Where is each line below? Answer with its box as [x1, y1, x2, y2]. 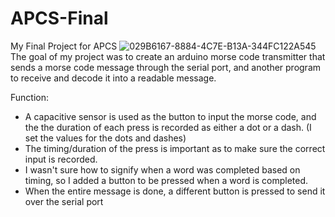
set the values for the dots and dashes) [24, 132, 187, 144]
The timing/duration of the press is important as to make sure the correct [24, 142, 326, 154]
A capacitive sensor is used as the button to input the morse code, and [24, 110, 317, 122]
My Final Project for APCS [10, 40, 118, 52]
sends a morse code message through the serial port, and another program [10, 61, 322, 73]
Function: [10, 91, 50, 103]
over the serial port [24, 195, 104, 207]
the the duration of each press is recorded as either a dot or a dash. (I [24, 121, 312, 133]
